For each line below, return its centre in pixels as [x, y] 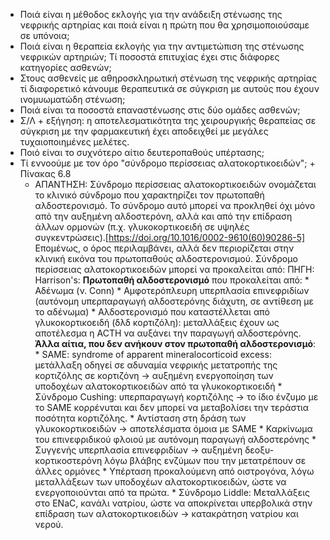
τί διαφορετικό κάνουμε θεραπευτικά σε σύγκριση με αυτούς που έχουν [169, 88]
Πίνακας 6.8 [45, 173]
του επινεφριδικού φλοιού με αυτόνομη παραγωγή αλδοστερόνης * [175, 439]
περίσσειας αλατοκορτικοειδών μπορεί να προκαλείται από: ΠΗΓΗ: [174, 269]
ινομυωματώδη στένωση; [72, 99]
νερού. [49, 524]
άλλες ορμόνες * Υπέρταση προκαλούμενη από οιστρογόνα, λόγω [174, 471]
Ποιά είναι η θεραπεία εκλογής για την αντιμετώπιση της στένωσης [162, 46]
